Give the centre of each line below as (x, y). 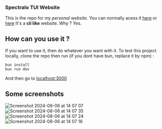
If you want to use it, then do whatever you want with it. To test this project (81, 51)
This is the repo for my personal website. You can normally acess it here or (81, 18)
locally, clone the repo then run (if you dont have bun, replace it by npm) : (80, 56)
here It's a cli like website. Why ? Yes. (44, 23)
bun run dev (17, 69)
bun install (17, 65)
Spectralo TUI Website (32, 7)
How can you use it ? (37, 39)
